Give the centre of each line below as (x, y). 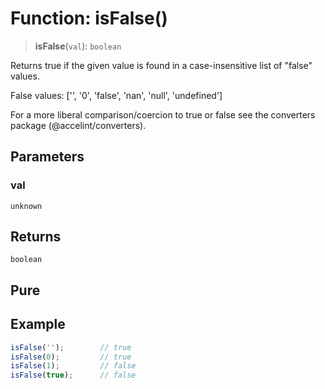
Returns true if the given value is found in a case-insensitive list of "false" (161, 65)
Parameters (47, 157)
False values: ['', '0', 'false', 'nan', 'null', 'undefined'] (116, 95)
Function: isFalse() (89, 18)
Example (38, 324)
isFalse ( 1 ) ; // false (73, 366)
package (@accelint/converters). (78, 125)
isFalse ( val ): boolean (78, 46)
